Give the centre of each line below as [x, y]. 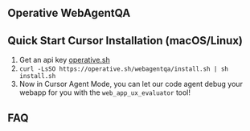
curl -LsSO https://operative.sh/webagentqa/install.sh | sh [124, 69]
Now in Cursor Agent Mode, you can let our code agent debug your [131, 84]
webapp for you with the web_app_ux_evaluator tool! [105, 92]
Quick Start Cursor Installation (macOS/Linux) [125, 41]
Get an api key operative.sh [64, 60]
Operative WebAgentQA [69, 13]
